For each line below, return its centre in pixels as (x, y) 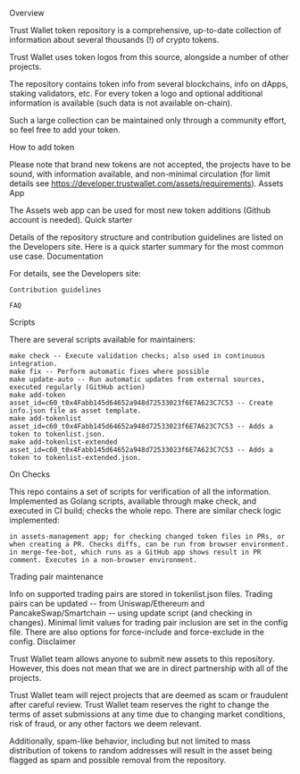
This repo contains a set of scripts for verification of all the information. (140, 492)
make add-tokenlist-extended (63, 442)
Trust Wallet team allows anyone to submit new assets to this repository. (142, 659)
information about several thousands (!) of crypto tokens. (114, 40)
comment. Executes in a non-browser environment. (104, 560)
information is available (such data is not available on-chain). (121, 103)
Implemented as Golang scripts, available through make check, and (133, 501)
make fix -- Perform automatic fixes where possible (109, 371)
